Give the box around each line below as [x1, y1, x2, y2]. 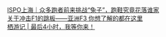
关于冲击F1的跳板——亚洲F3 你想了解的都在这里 [7, 14, 143, 22]
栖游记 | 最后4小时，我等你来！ [7, 23, 95, 30]
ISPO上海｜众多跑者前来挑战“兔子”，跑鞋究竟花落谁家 [7, 6, 160, 13]
